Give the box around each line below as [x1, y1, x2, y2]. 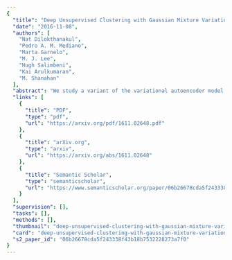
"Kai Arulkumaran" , [19, 68, 75, 75]
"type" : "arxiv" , [24, 146, 75, 153]
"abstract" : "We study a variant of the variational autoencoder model [12, 87, 224, 94]
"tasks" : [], [12, 210, 51, 217]
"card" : [12, 229, 35, 236]
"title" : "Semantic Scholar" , [24, 171, 112, 178]
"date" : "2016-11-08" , [12, 23, 78, 30]
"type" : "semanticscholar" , [24, 177, 107, 184]
